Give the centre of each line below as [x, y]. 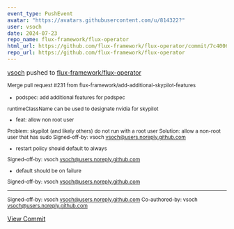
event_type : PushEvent [40, 14]
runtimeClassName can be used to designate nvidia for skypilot [83, 109]
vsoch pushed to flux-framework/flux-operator [74, 72]
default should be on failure [49, 171]
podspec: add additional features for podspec [70, 97]
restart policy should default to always [61, 148]
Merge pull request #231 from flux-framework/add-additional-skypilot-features [102, 85]
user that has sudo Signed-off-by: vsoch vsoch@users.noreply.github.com [97, 137]
